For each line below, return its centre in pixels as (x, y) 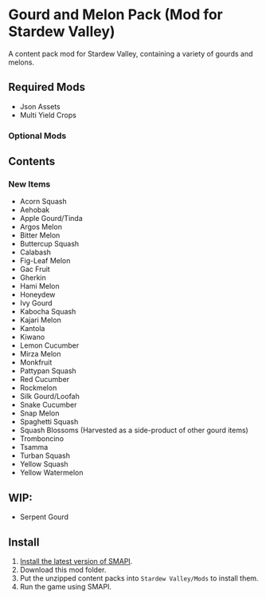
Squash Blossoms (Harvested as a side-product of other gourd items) (134, 430)
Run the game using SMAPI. (65, 586)
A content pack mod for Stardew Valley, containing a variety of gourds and (131, 53)
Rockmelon (38, 388)
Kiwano (32, 337)
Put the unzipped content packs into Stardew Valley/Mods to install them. (139, 578)
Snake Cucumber (48, 405)
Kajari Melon (40, 320)
